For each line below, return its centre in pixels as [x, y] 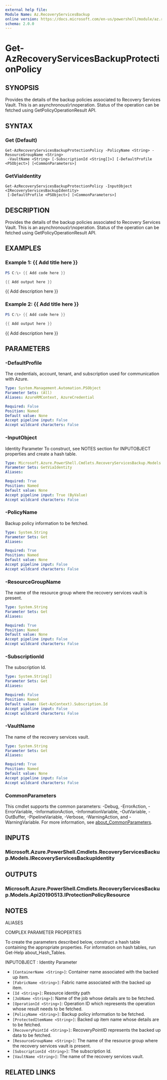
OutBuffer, [16, 817]
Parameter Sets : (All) [29, 393]
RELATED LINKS [30, 1072]
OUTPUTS [21, 874]
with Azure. [17, 379]
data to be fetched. [32, 1035]
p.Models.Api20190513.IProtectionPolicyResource [68, 895]
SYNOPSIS [22, 88]
